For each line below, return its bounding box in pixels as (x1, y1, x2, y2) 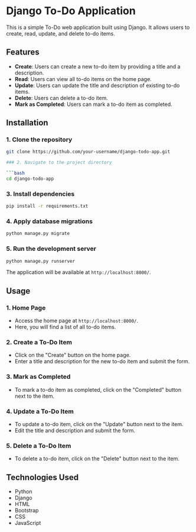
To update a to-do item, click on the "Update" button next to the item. (14, 421, 184, 428)
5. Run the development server (6, 244, 96, 253)
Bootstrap (14, 507, 39, 514)
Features (6, 47, 40, 57)
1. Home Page (6, 304, 46, 312)
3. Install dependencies (6, 189, 75, 198)
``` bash (6, 170, 25, 176)
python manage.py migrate (6, 231, 70, 237)
